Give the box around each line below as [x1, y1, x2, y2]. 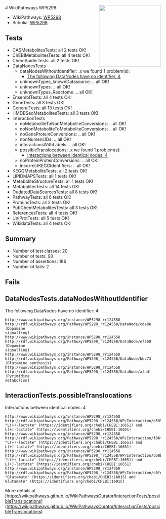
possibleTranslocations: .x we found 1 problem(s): [19, 147, 121, 153]
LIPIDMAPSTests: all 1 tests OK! [12, 173, 77, 179]
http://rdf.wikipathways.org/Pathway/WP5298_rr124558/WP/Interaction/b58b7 [5, 453, 165, 458]
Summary [5, 235, 36, 243]
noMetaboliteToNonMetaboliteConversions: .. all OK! [19, 121, 126, 127]
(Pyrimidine [5, 373, 30, 379]
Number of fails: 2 [12, 263, 49, 269]
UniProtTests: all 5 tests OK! [12, 215, 69, 221]
